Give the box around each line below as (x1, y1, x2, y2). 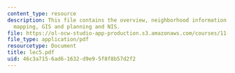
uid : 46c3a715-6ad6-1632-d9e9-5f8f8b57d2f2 (7, 56, 136, 63)
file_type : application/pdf (7, 36, 90, 43)
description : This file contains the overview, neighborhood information (7, 17, 227, 24)
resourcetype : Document (7, 42, 77, 49)
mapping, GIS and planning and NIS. (13, 23, 120, 30)
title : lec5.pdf (7, 49, 55, 56)
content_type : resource (7, 10, 77, 17)
